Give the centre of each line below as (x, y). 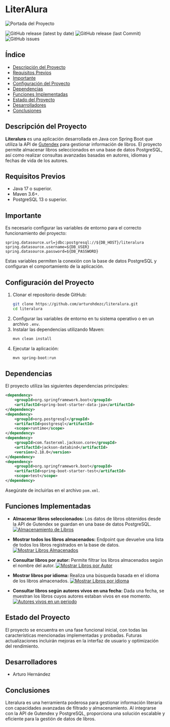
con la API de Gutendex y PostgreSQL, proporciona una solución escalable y (85, 713)
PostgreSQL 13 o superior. (40, 199)
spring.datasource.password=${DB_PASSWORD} (52, 252)
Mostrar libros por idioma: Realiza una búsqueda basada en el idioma (86, 575)
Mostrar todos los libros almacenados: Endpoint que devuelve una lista (88, 539)
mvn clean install (32, 339)
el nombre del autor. (33, 565)
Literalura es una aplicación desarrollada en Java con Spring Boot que (79, 139)
